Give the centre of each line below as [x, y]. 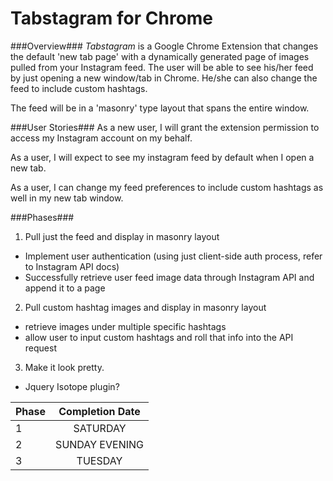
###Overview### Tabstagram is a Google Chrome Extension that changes [164, 46]
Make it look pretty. [64, 367]
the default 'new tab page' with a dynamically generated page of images [160, 56]
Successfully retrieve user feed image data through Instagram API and [169, 277]
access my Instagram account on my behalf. [101, 138]
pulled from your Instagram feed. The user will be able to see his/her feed [162, 67]
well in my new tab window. [67, 198]
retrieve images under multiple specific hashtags [125, 326]
